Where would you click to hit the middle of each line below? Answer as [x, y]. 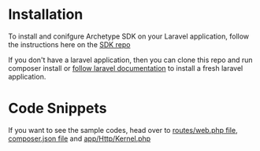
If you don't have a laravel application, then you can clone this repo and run [131, 60]
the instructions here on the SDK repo [69, 44]
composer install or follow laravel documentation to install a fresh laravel [126, 68]
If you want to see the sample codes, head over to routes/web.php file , [123, 130]
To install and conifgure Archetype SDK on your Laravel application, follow [129, 36]
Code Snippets [58, 109]
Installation [46, 15]
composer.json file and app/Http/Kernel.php [80, 138]
